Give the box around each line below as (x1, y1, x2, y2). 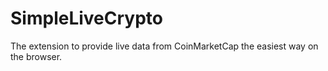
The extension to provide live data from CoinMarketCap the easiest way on (10, 40, 319, 52)
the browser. (10, 50, 63, 62)
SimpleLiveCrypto (10, 7, 163, 30)
